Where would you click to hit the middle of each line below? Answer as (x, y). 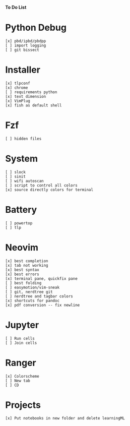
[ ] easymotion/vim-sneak (32, 287)
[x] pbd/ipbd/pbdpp (26, 41)
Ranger (21, 363)
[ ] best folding (23, 283)
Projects (23, 405)
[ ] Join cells (21, 343)
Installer (23, 70)
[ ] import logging (26, 45)
